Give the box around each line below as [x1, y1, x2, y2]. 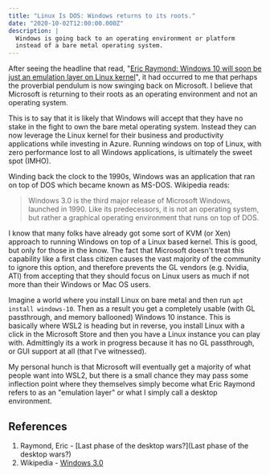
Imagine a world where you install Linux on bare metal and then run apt [8, 295, 243, 305]
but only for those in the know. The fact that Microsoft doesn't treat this [8, 246, 245, 256]
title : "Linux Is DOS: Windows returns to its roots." [8, 11, 196, 20]
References [8, 420, 67, 433]
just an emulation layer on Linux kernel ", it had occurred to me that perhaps [8, 72, 258, 82]
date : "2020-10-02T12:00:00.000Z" [8, 19, 125, 27]
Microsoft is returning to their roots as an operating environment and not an [8, 89, 258, 99]
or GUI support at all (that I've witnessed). [8, 346, 147, 356]
